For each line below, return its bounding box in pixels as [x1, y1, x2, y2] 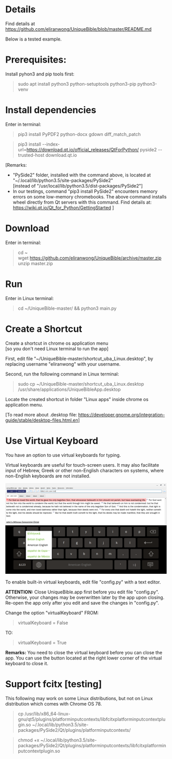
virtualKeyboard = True [17, 640, 67, 646]
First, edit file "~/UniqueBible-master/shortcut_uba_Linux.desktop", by [5, 355, 154, 362]
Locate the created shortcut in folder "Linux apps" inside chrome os [5, 396, 148, 402]
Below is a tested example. [5, 36, 62, 42]
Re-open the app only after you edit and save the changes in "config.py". [5, 600, 159, 606]
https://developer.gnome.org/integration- [78, 411, 165, 417]
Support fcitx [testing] [5, 678, 102, 690]
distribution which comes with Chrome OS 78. [5, 701, 102, 707]
